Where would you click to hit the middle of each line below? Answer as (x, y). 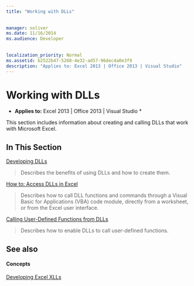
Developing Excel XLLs (34, 277)
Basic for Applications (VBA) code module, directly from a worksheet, (104, 202)
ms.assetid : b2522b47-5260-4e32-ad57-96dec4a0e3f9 (69, 60)
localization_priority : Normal (44, 55)
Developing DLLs (27, 161)
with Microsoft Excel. (31, 129)
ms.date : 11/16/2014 (31, 33)
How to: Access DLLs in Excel (42, 184)
